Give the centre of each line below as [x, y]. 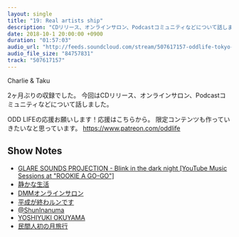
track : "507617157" [36, 60]
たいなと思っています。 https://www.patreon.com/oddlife [97, 128]
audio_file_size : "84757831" [51, 54]
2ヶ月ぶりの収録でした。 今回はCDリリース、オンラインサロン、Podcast [114, 95]
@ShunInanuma [41, 210]
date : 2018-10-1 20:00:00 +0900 [55, 34]
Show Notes [35, 151]
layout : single [30, 14]
